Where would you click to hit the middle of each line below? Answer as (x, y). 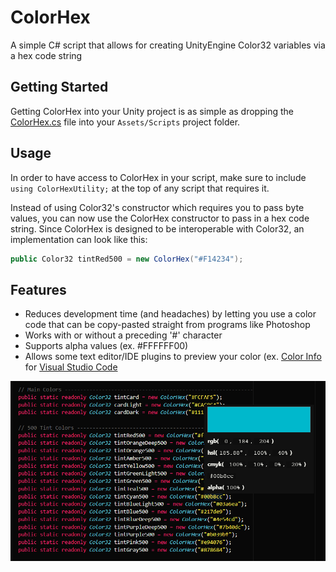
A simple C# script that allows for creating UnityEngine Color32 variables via (168, 45)
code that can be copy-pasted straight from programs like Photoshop (167, 325)
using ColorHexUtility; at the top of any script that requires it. (140, 188)
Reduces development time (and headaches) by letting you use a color (170, 314)
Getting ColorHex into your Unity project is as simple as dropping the (152, 111)
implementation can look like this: (79, 239)
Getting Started (59, 87)
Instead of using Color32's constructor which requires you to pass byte (157, 207)
